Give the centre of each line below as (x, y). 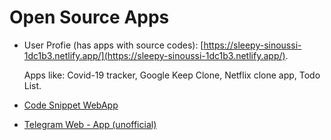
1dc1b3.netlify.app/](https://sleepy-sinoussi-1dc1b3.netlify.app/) (154, 55)
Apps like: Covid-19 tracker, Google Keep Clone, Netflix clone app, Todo (172, 75)
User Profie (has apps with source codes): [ (113, 45)
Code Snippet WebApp (71, 105)
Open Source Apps (89, 17)
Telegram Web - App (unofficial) (90, 124)
